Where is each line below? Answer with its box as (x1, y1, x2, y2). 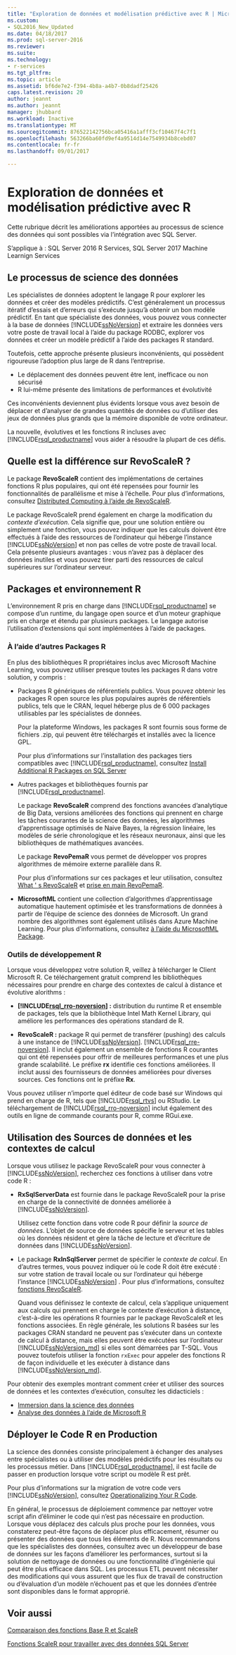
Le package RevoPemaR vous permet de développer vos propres (17, 852, 207, 861)
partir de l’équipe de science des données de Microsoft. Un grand (17, 909, 209, 918)
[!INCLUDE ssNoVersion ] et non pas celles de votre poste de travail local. (7, 540, 218, 548)
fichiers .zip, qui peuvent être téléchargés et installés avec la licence (17, 730, 216, 739)
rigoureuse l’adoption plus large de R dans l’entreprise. (7, 357, 165, 365)
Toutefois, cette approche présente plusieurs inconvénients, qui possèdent (7, 349, 224, 357)
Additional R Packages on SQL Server (17, 766, 126, 775)
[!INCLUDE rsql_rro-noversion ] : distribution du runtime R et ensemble (17, 1002, 222, 1010)
